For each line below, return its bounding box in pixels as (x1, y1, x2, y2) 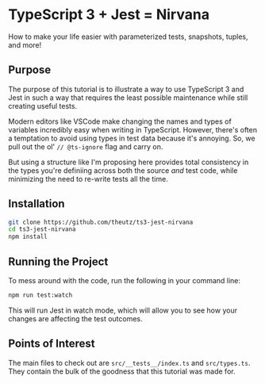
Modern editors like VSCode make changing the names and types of (8, 117, 232, 126)
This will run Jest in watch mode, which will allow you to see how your (8, 305, 238, 315)
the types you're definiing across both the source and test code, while (8, 165, 238, 175)
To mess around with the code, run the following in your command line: (8, 276, 240, 285)
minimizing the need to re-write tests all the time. (8, 174, 168, 183)
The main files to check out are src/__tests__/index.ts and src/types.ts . (8, 358, 251, 367)
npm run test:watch (8, 291, 73, 299)
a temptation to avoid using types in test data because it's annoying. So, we (8, 133, 255, 143)
